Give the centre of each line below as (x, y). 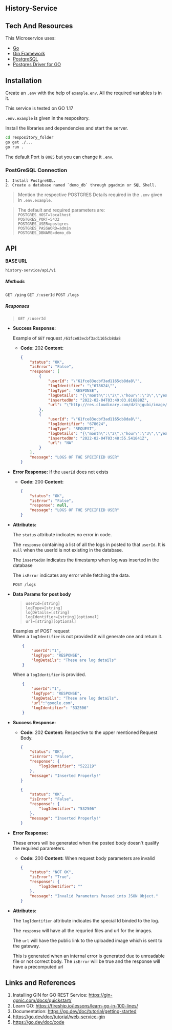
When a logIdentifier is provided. (49, 675)
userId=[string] (43, 604)
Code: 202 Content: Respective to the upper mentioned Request (89, 732)
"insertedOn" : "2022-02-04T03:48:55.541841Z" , (99, 438)
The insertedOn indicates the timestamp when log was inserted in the (86, 560)
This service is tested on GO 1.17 (39, 108)
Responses (17, 306)
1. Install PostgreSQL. (31, 181)
